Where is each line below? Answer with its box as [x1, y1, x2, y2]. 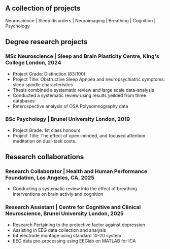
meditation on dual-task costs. [12, 138, 77, 144]
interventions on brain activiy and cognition [12, 191, 104, 197]
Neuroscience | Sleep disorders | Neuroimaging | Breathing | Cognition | [5, 17, 156, 23]
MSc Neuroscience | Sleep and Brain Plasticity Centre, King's [5, 53, 159, 60]
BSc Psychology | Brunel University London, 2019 [5, 116, 130, 123]
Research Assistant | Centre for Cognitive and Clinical [5, 204, 141, 211]
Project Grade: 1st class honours [12, 127, 81, 133]
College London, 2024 [5, 59, 61, 66]
